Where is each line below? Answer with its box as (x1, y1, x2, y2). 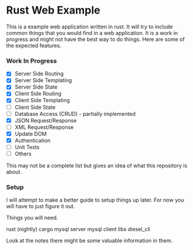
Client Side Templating (14, 97, 70, 104)
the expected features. (6, 42, 62, 49)
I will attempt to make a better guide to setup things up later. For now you (6, 196, 185, 204)
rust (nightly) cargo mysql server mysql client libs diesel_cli (6, 226, 151, 233)
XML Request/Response (14, 124, 74, 131)
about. (6, 168, 22, 176)
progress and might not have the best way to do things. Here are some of (6, 35, 185, 43)
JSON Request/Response (14, 116, 77, 124)
